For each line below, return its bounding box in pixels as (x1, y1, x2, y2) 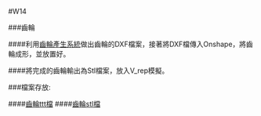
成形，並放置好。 (14, 49, 71, 58)
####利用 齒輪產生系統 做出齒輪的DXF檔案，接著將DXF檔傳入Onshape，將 (8, 39, 247, 49)
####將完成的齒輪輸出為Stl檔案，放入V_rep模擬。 (8, 66, 169, 75)
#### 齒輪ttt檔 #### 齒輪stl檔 (8, 100, 100, 108)
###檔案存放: (8, 82, 51, 92)
